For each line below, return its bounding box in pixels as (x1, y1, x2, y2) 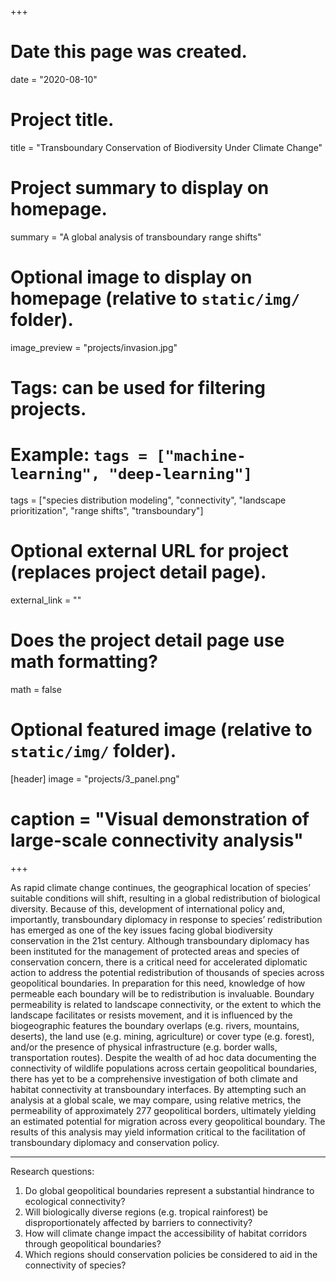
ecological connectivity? (24, 1195, 126, 1207)
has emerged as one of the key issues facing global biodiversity (10, 924, 273, 936)
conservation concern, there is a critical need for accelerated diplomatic (10, 956, 308, 968)
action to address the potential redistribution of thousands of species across (10, 966, 325, 978)
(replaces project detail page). (10, 561, 267, 584)
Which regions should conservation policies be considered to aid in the (24, 1248, 318, 1260)
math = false (10, 683, 62, 695)
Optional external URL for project (10, 540, 289, 563)
